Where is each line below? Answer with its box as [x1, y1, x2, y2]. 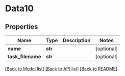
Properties [5, 23, 38, 31]
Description [63, 37, 91, 44]
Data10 [5, 3, 34, 14]
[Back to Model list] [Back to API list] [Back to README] [5, 66, 118, 72]
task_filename [7, 53, 42, 60]
